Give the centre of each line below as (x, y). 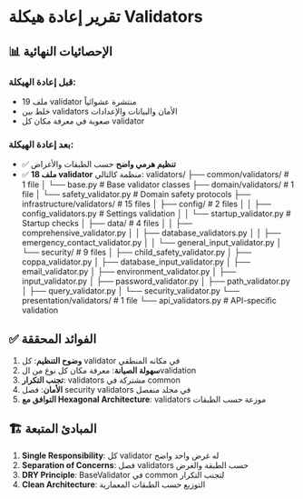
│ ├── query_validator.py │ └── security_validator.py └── (130, 291)
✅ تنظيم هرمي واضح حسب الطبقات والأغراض (98, 165)
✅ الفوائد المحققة (53, 339)
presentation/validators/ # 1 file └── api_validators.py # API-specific (149, 301)
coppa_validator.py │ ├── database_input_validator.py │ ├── (136, 262)
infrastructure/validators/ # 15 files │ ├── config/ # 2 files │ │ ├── (146, 204)
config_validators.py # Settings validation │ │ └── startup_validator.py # (156, 214)
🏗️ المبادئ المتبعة (53, 429)
